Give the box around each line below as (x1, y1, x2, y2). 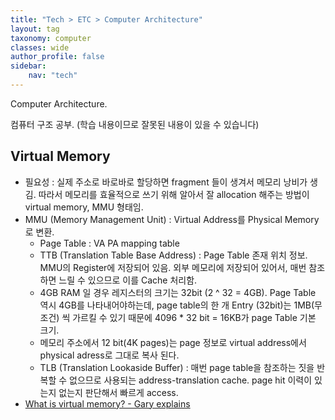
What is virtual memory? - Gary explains (24, 397, 191, 410)
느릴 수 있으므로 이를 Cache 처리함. (58, 274, 198, 286)
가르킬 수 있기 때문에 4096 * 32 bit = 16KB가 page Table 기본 (72, 311, 317, 323)
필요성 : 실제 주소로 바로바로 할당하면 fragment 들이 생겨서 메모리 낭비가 (24, 176, 308, 188)
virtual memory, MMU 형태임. (24, 201, 144, 213)
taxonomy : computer (10, 33, 92, 43)
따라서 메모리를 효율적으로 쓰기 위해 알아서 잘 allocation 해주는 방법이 (38, 188, 310, 200)
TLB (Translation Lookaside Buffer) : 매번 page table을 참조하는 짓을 (39, 361, 315, 373)
